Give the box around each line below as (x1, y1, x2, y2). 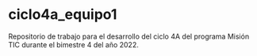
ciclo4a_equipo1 (8, 6, 117, 24)
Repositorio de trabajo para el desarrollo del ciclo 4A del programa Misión (8, 32, 250, 41)
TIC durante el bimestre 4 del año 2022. (8, 39, 139, 49)
